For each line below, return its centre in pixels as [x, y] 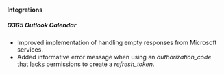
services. [30, 49]
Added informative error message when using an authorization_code [114, 57]
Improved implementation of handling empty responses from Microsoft [117, 42]
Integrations [25, 10]
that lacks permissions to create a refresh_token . [86, 64]
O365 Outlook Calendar [42, 25]
